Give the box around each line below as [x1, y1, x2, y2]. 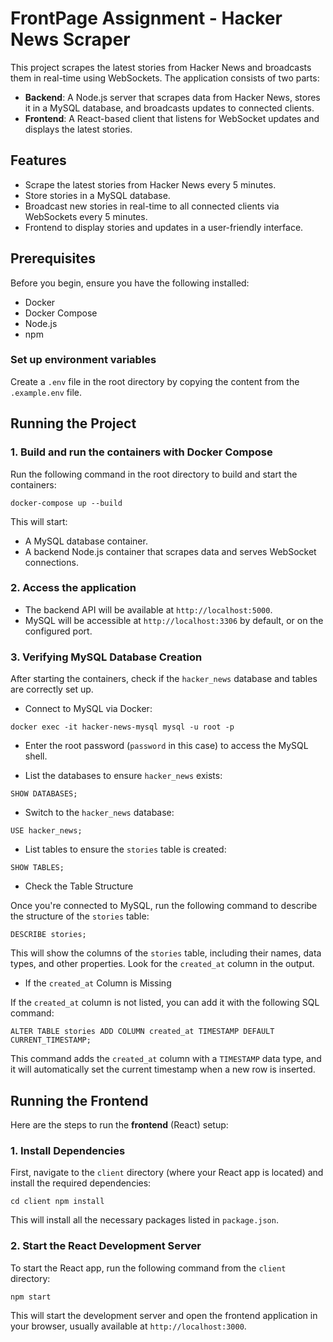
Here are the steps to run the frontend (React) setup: [10, 1118, 229, 1131]
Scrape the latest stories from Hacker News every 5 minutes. [24, 178, 277, 191]
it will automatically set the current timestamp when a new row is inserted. [10, 1063, 316, 1076]
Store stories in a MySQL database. [24, 189, 171, 201]
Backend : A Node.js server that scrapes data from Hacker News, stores [24, 91, 321, 103]
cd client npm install [10, 1197, 105, 1207]
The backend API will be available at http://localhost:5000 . [24, 603, 273, 616]
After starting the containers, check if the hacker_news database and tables [10, 673, 318, 685]
